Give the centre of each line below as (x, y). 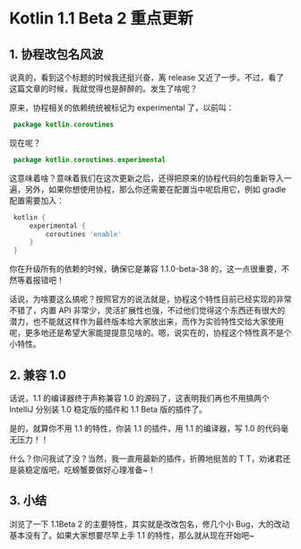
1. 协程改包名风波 (56, 54)
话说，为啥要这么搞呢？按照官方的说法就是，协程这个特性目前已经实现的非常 (150, 299)
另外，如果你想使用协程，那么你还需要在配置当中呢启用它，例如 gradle (155, 189)
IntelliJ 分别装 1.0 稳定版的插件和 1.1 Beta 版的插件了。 (108, 409)
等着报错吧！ (40, 280)
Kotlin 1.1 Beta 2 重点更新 (102, 18)
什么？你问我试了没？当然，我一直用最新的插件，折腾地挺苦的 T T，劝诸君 (146, 459)
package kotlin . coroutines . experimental (90, 159)
